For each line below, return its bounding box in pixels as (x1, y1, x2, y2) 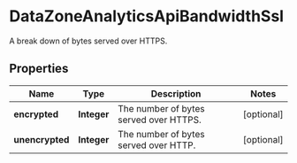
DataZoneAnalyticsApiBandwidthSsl (9, 6, 285, 27)
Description (150, 87, 202, 99)
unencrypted (13, 133, 70, 145)
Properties (9, 61, 69, 76)
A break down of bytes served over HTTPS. (9, 35, 168, 46)
